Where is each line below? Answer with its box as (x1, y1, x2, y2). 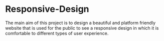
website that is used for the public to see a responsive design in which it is (5, 25, 159, 31)
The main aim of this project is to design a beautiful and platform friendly (5, 20, 156, 26)
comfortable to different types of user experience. (5, 30, 109, 36)
